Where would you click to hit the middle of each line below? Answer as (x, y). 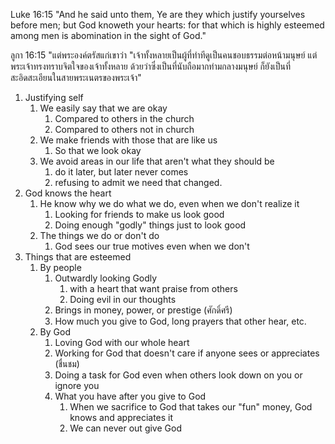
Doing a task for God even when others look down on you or (178, 375)
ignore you (77, 385)
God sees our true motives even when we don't (152, 246)
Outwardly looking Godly (106, 278)
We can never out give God (125, 428)
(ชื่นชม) (67, 363)
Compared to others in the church (124, 118)
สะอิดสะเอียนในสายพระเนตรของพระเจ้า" (76, 77)
